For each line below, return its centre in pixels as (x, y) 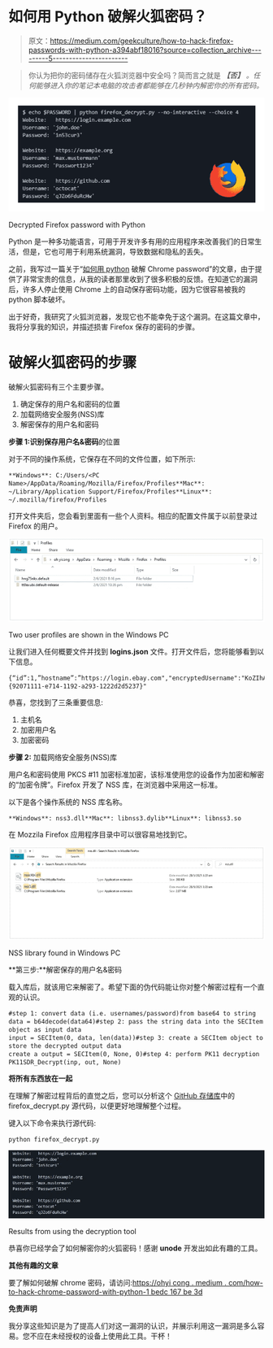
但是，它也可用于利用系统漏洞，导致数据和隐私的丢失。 (115, 251)
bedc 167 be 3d (177, 1292)
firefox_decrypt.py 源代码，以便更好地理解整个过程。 (97, 1106)
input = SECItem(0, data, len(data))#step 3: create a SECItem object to (136, 1037)
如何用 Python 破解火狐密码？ (108, 17)
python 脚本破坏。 (39, 299)
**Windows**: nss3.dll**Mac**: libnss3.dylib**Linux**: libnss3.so (125, 818)
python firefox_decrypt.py (54, 1139)
